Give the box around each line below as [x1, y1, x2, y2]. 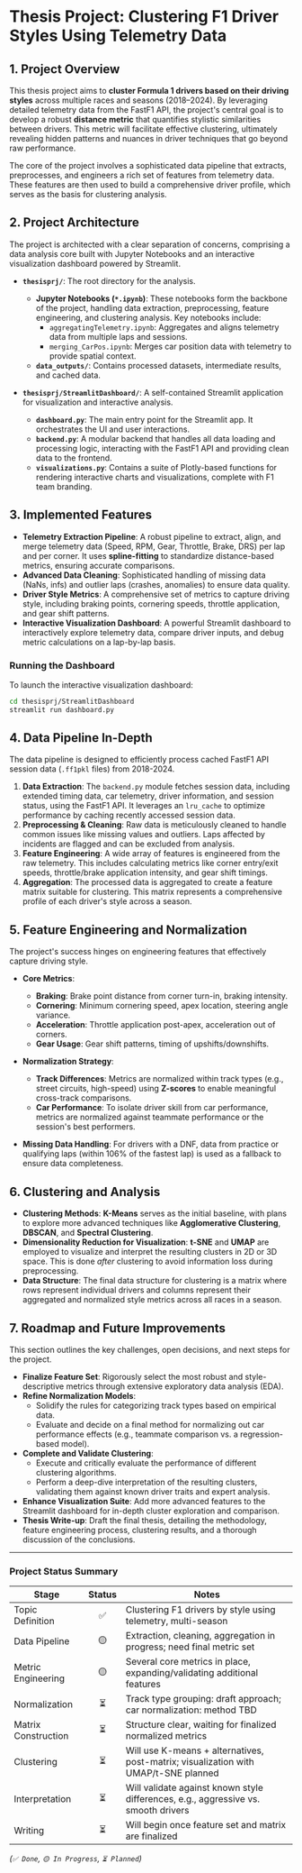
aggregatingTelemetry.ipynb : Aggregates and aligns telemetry [49, 322, 280, 333]
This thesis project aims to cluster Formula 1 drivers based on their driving [9, 86, 289, 96]
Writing [13, 1824, 45, 1837]
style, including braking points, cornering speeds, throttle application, [22, 598, 280, 609]
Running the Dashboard [9, 659, 115, 672]
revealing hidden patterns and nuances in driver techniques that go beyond [9, 133, 289, 143]
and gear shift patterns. [22, 608, 110, 618]
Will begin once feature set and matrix [125, 1819, 286, 1832]
